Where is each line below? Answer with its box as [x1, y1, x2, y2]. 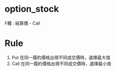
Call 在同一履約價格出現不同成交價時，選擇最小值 [11, 60, 112, 67]
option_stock [4, 3, 59, 15]
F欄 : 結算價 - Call [4, 20, 40, 26]
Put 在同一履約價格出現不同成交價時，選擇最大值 [11, 54, 111, 60]
